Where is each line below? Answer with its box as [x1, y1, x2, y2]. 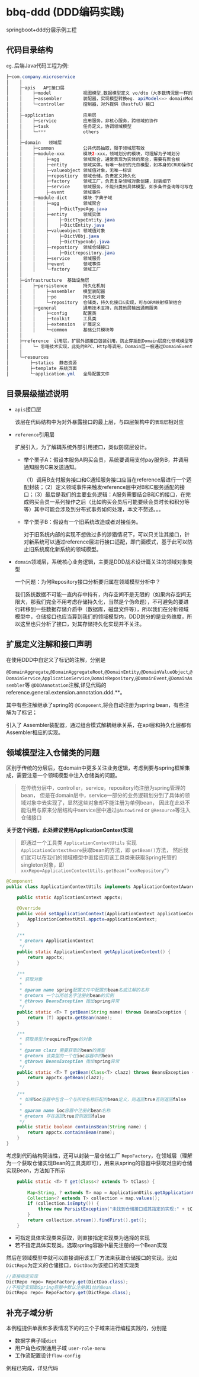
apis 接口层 [14, 406, 41, 413]
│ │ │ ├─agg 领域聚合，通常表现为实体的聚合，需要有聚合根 [6, 156, 181, 162]
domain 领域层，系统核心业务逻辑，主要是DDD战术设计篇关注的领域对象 [14, 558, 188, 565]
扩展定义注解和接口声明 [6, 639, 92, 649]
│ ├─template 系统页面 [6, 365, 77, 372]
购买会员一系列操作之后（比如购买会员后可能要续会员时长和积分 [28, 498, 185, 505]
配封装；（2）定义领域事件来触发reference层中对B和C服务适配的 [23, 483, 180, 490]
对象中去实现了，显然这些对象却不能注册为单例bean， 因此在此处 [25, 799, 185, 806]
